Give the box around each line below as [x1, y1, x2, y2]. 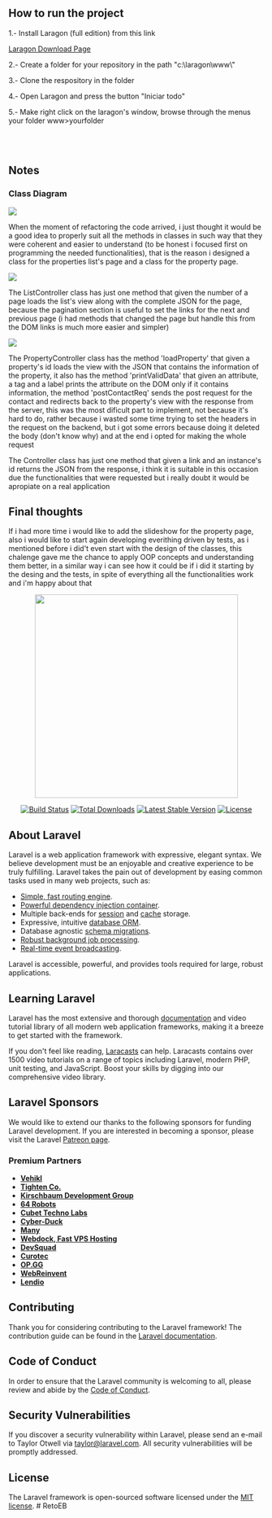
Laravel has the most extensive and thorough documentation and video [8, 1013, 247, 1022]
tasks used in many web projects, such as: [8, 876, 151, 886]
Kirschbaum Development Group [19, 1191, 134, 1201]
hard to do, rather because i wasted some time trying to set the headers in [8, 413, 257, 423]
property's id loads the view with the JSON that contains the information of [8, 361, 260, 371]
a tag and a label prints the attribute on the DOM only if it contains [8, 378, 229, 389]
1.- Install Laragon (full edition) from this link [8, 28, 156, 37]
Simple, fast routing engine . [19, 891, 113, 902]
